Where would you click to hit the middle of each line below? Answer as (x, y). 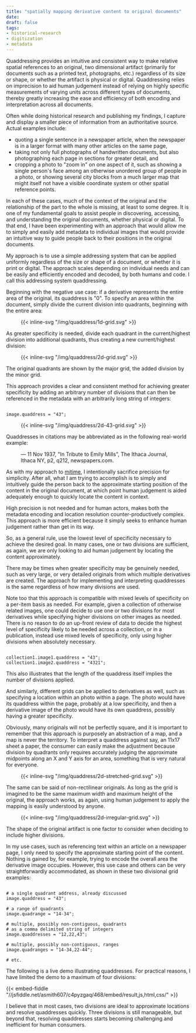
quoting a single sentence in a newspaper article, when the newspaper (100, 139)
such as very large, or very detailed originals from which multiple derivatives (98, 574)
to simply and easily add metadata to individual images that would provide (95, 231)
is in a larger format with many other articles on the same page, (91, 146)
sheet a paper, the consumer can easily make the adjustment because (91, 746)
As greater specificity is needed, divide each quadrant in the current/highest (98, 333)
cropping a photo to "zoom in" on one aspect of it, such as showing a (98, 164)
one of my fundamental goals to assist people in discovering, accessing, (93, 213)
